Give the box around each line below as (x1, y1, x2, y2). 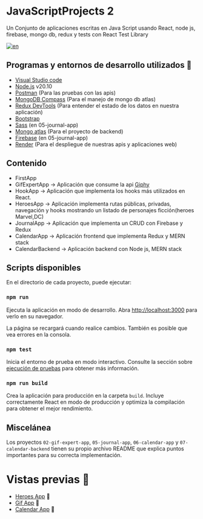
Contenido (6, 158, 47, 169)
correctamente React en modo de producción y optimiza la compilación (6, 398, 185, 406)
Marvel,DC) (15, 213, 44, 220)
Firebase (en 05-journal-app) (15, 134, 88, 141)
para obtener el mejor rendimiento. (6, 405, 93, 412)
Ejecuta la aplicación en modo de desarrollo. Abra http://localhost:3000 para (6, 306, 198, 313)
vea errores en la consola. (6, 330, 72, 338)
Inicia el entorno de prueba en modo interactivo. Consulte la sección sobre (6, 358, 193, 365)
